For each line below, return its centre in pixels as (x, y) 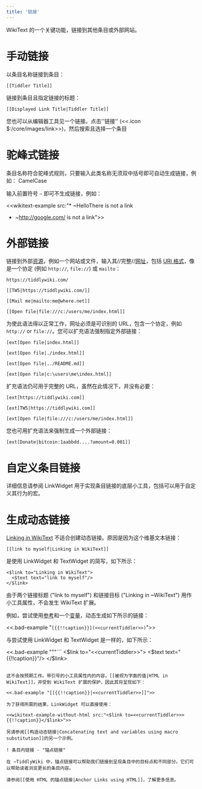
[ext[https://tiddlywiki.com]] (46, 398)
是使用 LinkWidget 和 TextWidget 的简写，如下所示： (72, 561)
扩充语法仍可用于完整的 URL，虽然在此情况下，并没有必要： (81, 386)
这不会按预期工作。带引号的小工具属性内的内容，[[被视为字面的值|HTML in (87, 676)
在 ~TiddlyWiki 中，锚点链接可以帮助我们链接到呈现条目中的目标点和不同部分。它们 (98, 762)
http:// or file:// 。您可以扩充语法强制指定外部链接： (74, 331)
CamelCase (32, 180)
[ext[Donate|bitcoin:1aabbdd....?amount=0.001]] (68, 442)
